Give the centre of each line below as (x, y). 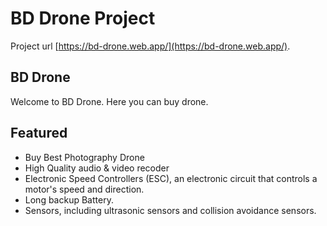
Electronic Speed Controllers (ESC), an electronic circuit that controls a (171, 178)
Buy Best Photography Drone (84, 157)
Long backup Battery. (69, 199)
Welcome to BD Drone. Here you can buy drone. (109, 101)
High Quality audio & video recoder (97, 168)
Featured (39, 133)
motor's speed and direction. (84, 189)
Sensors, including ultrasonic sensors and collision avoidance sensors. (170, 210)
